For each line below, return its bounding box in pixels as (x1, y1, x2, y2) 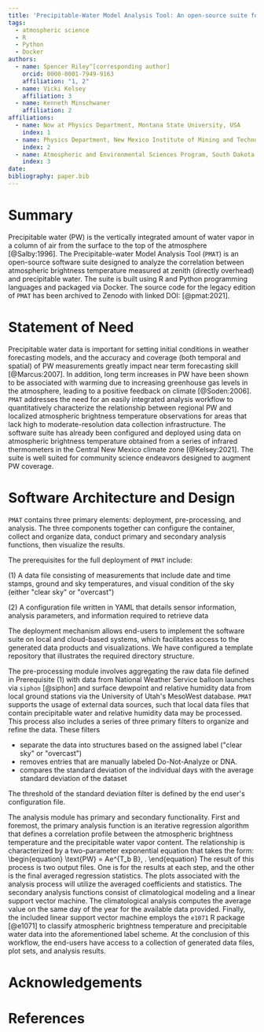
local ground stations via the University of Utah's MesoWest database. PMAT (8, 691, 252, 701)
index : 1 (22, 128, 51, 136)
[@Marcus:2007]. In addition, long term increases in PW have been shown (8, 369, 249, 378)
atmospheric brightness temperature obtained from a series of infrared (8, 436, 238, 445)
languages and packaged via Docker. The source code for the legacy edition (8, 282, 256, 292)
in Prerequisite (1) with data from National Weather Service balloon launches (8, 674, 255, 684)
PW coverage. (8, 461, 54, 470)
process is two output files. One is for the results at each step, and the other (8, 862, 255, 872)
